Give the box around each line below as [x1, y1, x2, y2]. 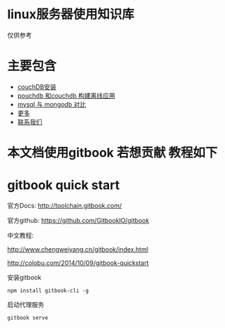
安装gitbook [7, 273, 42, 281]
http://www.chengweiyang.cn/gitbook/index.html [7, 245, 149, 253]
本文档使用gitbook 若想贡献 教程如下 [7, 145, 218, 161]
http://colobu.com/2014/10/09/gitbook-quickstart [7, 259, 149, 267]
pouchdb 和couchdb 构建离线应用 [17, 91, 115, 100]
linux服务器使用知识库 [7, 6, 135, 22]
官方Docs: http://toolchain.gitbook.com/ [7, 201, 122, 210]
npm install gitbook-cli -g [7, 287, 89, 294]
